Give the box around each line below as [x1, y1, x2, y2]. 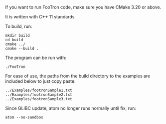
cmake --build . [5, 46, 39, 51]
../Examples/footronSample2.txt [5, 92, 72, 97]
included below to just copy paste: [5, 78, 76, 84]
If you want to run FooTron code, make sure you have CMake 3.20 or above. [5, 4, 162, 10]
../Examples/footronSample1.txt [5, 88, 72, 93]
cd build [5, 37, 23, 42]
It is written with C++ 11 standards [5, 14, 75, 19]
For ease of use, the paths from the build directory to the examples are [5, 73, 151, 79]
